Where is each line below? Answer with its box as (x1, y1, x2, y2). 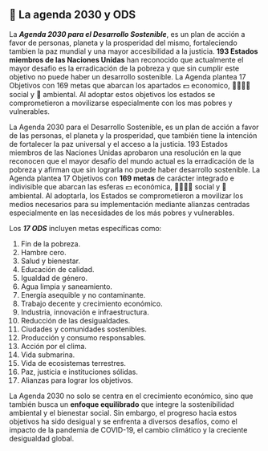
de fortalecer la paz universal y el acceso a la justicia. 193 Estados (9, 139, 228, 148)
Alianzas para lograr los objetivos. (20, 375, 133, 385)
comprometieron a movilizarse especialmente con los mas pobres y (9, 98, 233, 108)
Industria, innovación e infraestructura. (20, 307, 149, 317)
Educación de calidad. (20, 264, 95, 274)
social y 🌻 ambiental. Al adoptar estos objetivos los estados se (9, 89, 216, 99)
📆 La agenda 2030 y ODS (9, 8, 136, 22)
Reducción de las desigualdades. (20, 315, 131, 325)
